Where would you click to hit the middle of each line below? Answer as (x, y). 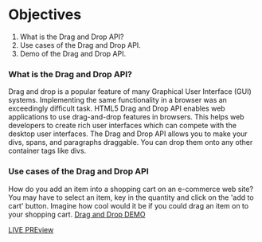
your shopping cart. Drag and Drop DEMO (77, 214)
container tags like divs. (47, 151)
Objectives (45, 15)
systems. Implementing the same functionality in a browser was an (117, 100)
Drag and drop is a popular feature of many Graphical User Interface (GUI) (130, 92)
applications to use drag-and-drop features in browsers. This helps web (126, 117)
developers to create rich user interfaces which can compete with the (123, 126)
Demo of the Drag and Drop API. (72, 53)
